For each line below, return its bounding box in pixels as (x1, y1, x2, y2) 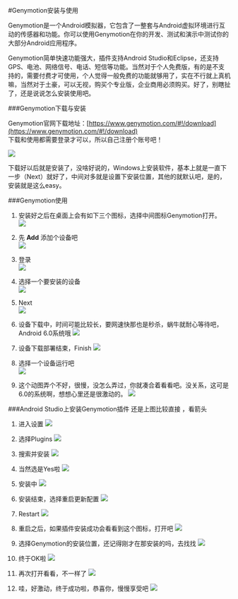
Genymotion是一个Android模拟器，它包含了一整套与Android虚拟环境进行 (8, 21, 220, 30)
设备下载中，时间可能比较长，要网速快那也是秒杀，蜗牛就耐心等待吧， (18, 320, 223, 328)
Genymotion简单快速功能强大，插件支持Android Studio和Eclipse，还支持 (8, 54, 220, 62)
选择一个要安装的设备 (18, 277, 81, 286)
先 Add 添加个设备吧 (18, 234, 78, 241)
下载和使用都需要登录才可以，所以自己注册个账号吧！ (8, 135, 163, 143)
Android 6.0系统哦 (18, 329, 71, 337)
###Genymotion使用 (8, 196, 68, 205)
